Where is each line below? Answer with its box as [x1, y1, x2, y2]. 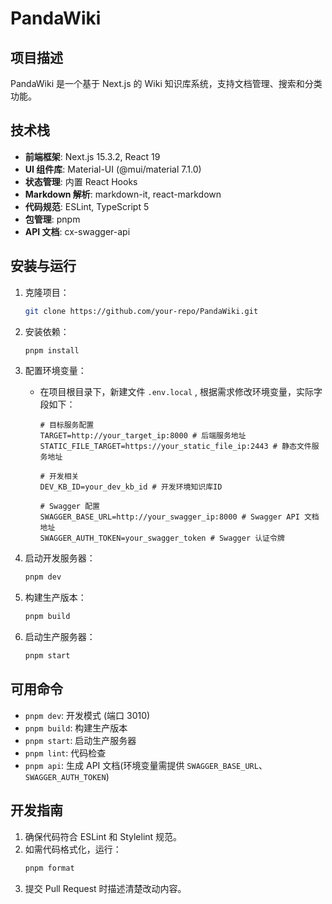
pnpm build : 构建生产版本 [24, 722, 128, 734]
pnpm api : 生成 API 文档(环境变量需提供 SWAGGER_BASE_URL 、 [24, 759, 268, 771]
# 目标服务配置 [39, 420, 95, 431]
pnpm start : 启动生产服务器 [24, 734, 137, 746]
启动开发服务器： [24, 552, 96, 564]
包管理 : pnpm [24, 213, 81, 225]
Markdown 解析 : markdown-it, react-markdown [24, 188, 222, 200]
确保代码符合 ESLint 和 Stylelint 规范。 [24, 830, 183, 842]
